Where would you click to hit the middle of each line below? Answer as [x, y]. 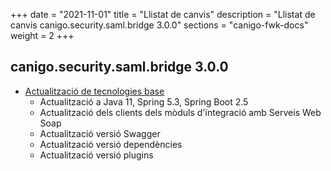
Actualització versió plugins [96, 155]
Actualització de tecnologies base [94, 91]
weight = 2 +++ [42, 35]
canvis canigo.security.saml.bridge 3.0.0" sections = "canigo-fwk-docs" [159, 25]
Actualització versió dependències [111, 144]
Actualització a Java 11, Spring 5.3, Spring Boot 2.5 [144, 101]
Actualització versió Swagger [100, 133]
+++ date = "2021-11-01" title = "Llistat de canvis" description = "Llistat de [163, 14]
